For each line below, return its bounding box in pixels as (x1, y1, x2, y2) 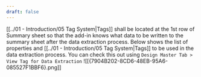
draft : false (6, 8, 39, 15)
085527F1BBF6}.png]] (6, 64, 62, 71)
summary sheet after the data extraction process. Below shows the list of (6, 38, 188, 45)
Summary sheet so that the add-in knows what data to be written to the (6, 31, 184, 39)
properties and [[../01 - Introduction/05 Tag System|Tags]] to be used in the (6, 45, 194, 52)
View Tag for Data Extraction (6, 58, 83, 64)
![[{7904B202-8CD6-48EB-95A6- (83, 57, 168, 64)
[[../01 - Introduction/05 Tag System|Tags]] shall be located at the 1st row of (6, 25, 195, 32)
